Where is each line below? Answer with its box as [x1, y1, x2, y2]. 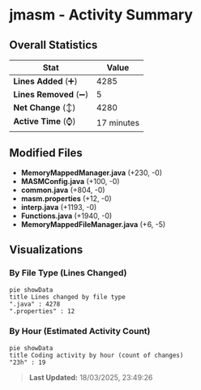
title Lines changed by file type [9, 293, 126, 301]
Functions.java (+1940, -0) [20, 211, 113, 221]
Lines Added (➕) [13, 75, 78, 87]
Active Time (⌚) [13, 116, 76, 126]
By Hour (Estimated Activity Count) [9, 326, 151, 337]
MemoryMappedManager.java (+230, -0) [20, 168, 163, 178]
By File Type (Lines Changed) [9, 268, 127, 279]
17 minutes [96, 117, 140, 128]
